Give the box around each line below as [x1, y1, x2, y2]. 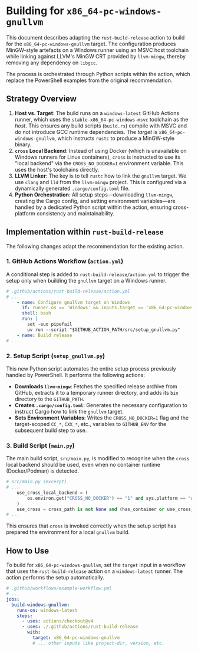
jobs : [6, 596, 19, 602]
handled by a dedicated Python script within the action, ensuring [14, 204, 172, 211]
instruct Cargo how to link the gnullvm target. [14, 408, 124, 415]
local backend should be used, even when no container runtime [6, 461, 161, 468]
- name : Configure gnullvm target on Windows [16, 299, 131, 305]
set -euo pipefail [27, 322, 72, 327]
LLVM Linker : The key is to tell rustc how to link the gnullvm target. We [14, 172, 187, 179]
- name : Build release [16, 332, 72, 338]
